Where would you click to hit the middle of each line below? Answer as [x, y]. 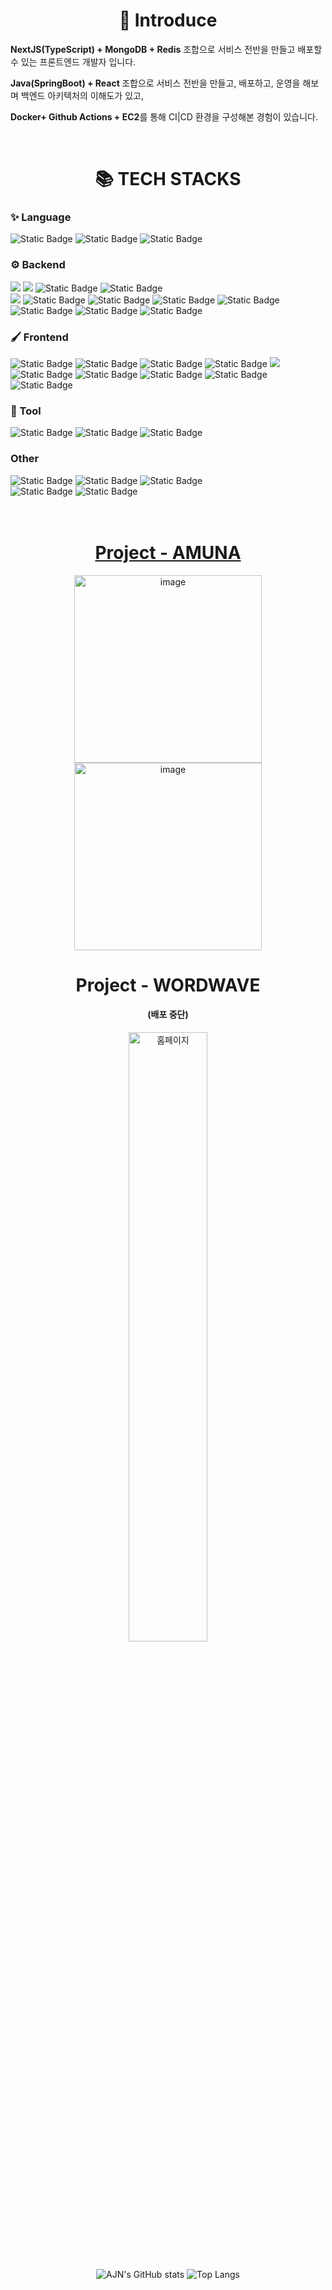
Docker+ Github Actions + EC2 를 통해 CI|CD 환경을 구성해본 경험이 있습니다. [164, 116]
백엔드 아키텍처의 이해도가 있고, [82, 95]
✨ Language [41, 217]
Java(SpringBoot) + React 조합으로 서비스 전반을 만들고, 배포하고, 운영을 [155, 83]
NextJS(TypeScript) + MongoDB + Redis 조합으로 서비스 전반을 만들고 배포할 [166, 49]
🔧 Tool [26, 411]
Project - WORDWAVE [168, 985]
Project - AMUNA [168, 552]
